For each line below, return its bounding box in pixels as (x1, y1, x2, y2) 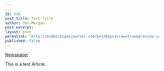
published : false (5, 39, 41, 43)
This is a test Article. (5, 61, 46, 67)
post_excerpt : (5, 25, 34, 30)
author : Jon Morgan (5, 20, 45, 26)
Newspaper (5, 52, 28, 57)
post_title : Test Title (5, 16, 54, 21)
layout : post (5, 29, 32, 34)
